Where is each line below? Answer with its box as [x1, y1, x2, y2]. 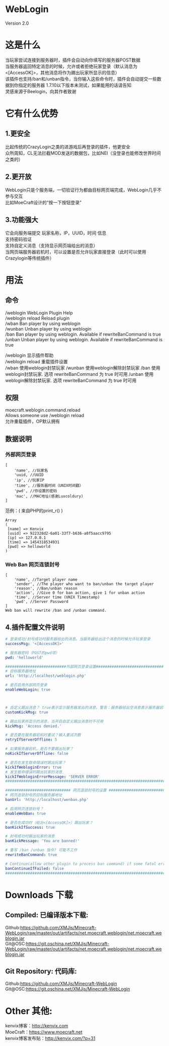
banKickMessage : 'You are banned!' [5, 839, 80, 844]
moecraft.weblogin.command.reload [5, 407, 80, 413]
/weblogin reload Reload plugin [5, 315, 70, 321]
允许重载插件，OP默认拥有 [5, 419, 60, 425]
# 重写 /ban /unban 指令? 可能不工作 [5, 848, 77, 853]
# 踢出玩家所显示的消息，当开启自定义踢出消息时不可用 [5, 718, 104, 724]
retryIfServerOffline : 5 [5, 737, 57, 743]
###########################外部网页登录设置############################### [5, 664, 166, 669]
